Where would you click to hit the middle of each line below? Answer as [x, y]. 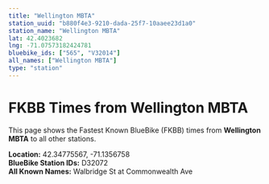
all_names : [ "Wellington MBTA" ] [62, 61]
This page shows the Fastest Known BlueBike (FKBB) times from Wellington [135, 130]
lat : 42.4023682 [35, 38]
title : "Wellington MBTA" [52, 16]
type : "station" [35, 68]
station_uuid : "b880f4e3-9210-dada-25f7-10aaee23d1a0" [102, 23]
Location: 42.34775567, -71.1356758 [69, 154]
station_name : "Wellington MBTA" [64, 31]
